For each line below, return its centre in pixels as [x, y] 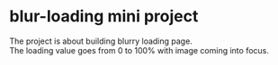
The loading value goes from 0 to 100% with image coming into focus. [139, 50]
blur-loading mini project [104, 16]
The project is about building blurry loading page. [101, 41]
